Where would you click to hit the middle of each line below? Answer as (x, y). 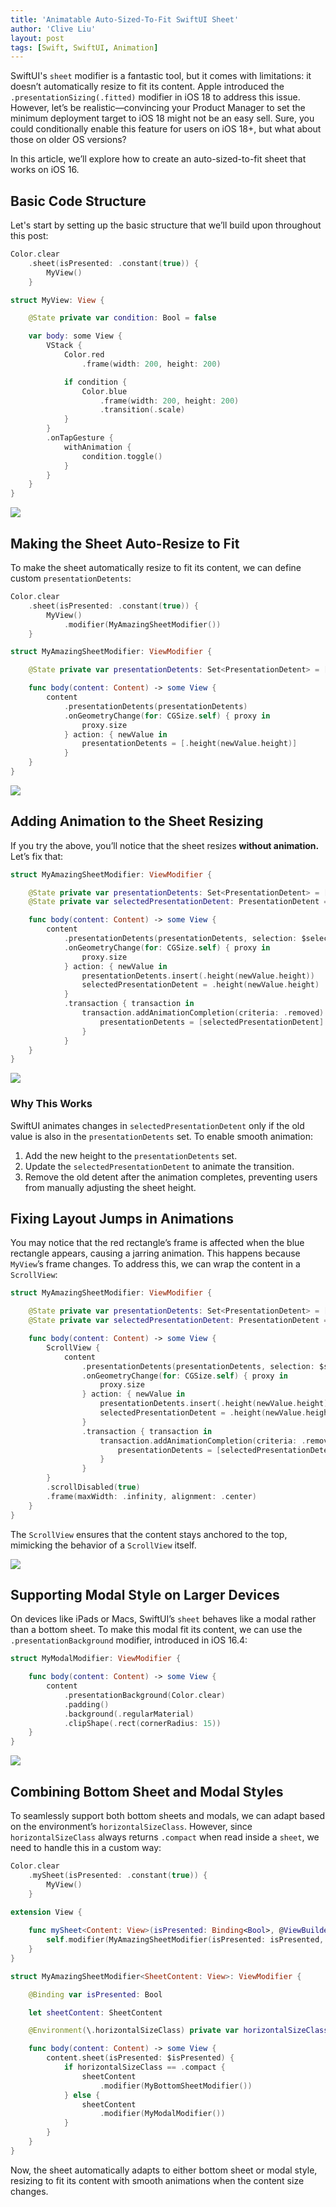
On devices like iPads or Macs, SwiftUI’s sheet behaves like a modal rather (163, 1619)
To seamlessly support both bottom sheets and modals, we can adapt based (168, 1816)
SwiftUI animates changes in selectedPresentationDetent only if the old (157, 1125)
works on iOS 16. (45, 170)
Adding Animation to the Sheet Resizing (137, 821)
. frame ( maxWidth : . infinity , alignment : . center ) (151, 1496)
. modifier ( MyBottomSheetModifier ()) (176, 2086)
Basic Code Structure (78, 201)
